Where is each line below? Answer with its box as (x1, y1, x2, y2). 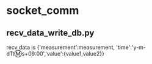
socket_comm (6, 4, 79, 18)
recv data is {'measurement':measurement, (6, 43, 115, 51)
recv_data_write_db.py (6, 28, 95, 38)
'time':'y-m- (115, 43, 147, 51)
